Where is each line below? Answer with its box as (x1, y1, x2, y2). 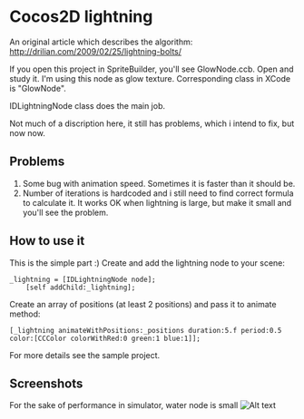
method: (9, 308, 41, 319)
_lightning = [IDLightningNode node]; (9, 275, 156, 284)
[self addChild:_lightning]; (25, 283, 136, 292)
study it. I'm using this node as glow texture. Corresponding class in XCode (9, 73, 291, 83)
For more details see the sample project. (9, 349, 161, 360)
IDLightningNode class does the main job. (9, 100, 166, 111)
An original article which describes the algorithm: (9, 36, 193, 47)
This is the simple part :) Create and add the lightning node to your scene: (9, 257, 286, 268)
